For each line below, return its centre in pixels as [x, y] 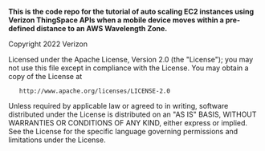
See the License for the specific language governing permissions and [123, 131]
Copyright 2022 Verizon [48, 44]
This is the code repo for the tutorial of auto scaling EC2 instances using [131, 12]
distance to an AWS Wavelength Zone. [102, 28]
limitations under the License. [57, 140]
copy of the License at [45, 76]
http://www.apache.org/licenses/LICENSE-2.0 [95, 91]
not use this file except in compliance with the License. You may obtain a [128, 68]
